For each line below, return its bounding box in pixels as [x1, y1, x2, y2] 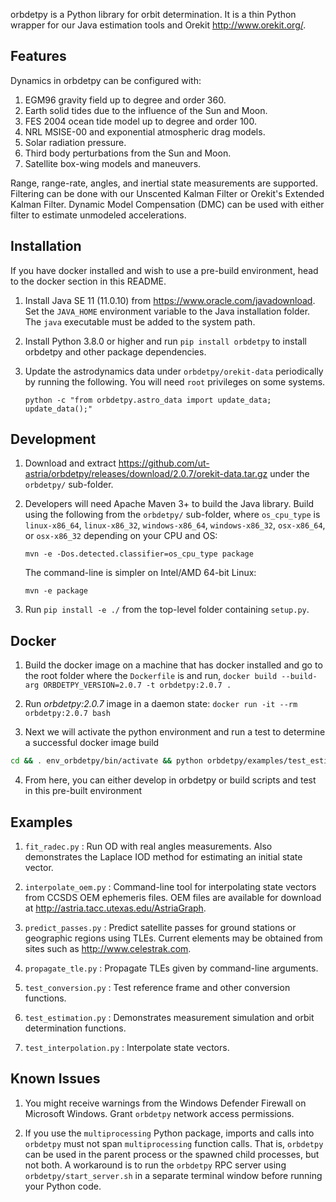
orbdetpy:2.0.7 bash [24, 709, 111, 719]
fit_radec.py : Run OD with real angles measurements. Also [24, 840, 273, 852]
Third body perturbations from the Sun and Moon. [24, 147, 232, 159]
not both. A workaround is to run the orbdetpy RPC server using [24, 1159, 287, 1171]
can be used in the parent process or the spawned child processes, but [24, 1148, 320, 1160]
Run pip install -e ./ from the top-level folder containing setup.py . [24, 604, 310, 616]
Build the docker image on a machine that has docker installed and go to [24, 659, 323, 671]
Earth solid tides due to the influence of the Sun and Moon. [24, 104, 268, 116]
